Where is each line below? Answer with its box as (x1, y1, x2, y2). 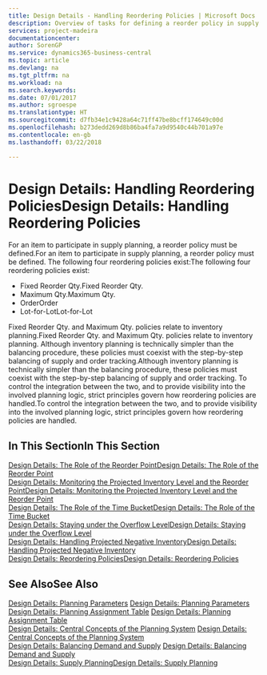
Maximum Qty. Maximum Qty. (19, 290, 116, 299)
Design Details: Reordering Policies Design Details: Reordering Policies (8, 554, 239, 564)
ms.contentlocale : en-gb (8, 131, 91, 139)
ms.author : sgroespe (8, 101, 78, 109)
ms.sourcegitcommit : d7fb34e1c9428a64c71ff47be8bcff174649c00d (8, 116, 224, 124)
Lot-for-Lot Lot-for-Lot (19, 307, 94, 316)
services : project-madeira (8, 26, 98, 34)
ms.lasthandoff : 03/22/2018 (8, 138, 102, 147)
